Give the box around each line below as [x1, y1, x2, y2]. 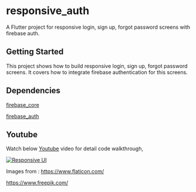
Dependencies [6, 86, 60, 96]
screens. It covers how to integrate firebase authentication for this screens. [6, 69, 188, 76]
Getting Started [6, 47, 64, 57]
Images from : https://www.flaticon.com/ [6, 168, 104, 175]
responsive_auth [6, 4, 90, 18]
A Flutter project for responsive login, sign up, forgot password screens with [6, 23, 191, 31]
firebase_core [6, 101, 39, 108]
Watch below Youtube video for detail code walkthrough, [6, 145, 144, 152]
